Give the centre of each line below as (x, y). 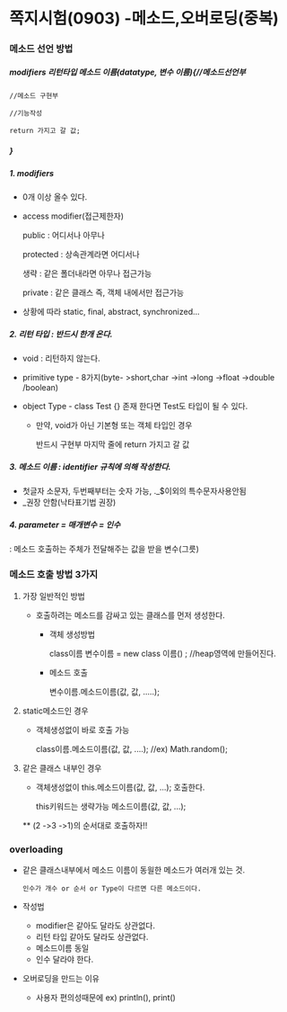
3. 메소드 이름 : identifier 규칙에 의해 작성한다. (91, 466)
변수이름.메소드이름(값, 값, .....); (104, 691)
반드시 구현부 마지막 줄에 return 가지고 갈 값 (113, 444)
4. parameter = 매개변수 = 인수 (65, 524)
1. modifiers (32, 174)
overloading (36, 849)
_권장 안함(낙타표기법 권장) (69, 502)
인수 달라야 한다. (65, 959)
